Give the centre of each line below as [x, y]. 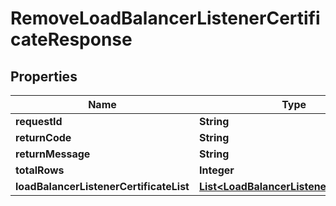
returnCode [43, 137]
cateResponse [71, 39]
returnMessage [53, 154]
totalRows [40, 170]
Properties [44, 76]
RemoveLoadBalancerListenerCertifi [165, 18]
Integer [216, 170]
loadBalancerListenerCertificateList [102, 186]
